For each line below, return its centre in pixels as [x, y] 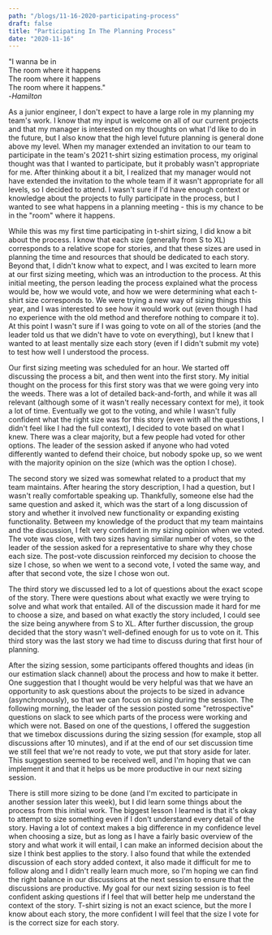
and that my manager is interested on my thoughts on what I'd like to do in [132, 129]
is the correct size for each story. [64, 923]
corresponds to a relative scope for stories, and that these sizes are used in [135, 249]
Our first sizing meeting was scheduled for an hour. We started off [119, 368]
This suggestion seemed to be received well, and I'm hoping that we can [130, 760]
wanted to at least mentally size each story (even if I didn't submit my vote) [134, 344]
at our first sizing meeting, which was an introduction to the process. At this [135, 275]
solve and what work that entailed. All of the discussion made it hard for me [135, 607]
